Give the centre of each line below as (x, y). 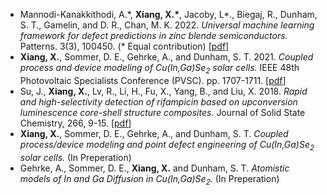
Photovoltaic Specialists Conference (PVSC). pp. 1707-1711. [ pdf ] (153, 80)
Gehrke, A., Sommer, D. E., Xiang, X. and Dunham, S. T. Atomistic (154, 168)
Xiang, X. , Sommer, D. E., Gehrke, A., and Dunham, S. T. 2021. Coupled (166, 57)
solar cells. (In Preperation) (75, 157)
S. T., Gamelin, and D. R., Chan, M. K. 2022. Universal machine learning (167, 25)
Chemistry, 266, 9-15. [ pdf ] (75, 123)
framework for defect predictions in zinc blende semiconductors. (153, 35)
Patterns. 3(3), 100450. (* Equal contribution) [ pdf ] (124, 46)
